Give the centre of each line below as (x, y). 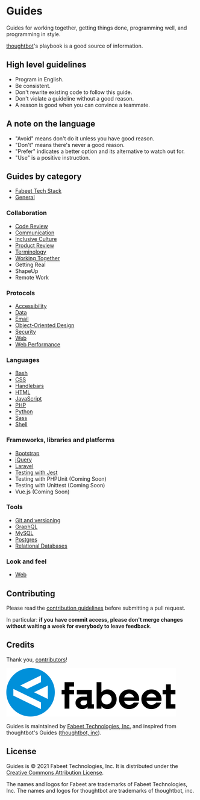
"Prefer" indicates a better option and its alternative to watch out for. (100, 151)
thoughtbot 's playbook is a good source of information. (75, 46)
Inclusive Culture (36, 239)
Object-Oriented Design (45, 325)
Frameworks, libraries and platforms (61, 440)
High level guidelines (46, 65)
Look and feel (27, 561)
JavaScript (28, 399)
